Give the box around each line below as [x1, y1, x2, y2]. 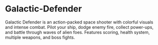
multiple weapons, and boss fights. [5, 34, 75, 40]
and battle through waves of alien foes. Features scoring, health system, [5, 29, 150, 35]
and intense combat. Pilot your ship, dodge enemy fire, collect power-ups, [5, 24, 154, 30]
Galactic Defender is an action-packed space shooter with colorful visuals [5, 19, 154, 25]
